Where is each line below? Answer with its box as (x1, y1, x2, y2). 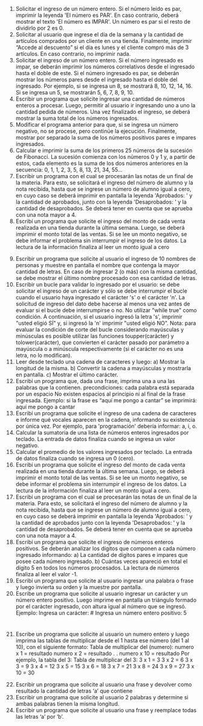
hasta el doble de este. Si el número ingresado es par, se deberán (15, 70, 179, 76)
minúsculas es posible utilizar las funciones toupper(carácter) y (15, 333, 174, 339)
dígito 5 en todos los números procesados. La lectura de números (15, 564, 180, 571)
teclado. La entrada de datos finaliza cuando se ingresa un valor (15, 436, 176, 442)
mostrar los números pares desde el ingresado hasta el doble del (15, 76, 178, 83)
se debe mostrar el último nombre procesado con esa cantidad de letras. (15, 275, 198, 281)
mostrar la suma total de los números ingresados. (15, 115, 139, 122)
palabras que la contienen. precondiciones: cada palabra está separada (15, 384, 195, 391)
